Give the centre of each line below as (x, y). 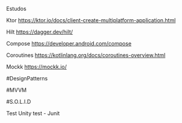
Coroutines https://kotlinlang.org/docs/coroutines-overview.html (86, 55)
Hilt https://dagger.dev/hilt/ (40, 32)
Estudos (17, 9)
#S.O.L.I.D (19, 102)
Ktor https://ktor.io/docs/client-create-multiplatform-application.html (91, 20)
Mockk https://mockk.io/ (37, 67)
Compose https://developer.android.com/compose (69, 43)
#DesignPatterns (27, 78)
